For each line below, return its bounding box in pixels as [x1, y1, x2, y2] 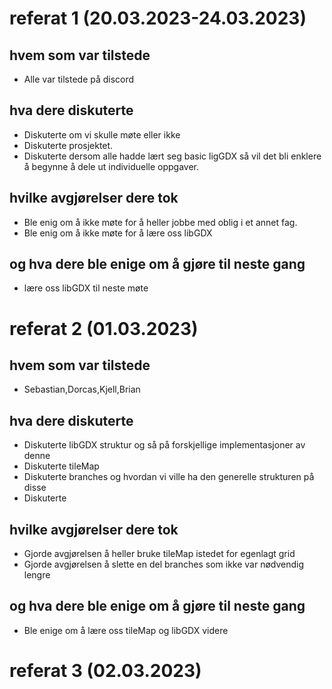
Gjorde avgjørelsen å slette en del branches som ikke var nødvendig [23, 558, 305, 571]
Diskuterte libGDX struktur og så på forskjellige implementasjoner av [23, 439, 306, 451]
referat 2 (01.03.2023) [9, 317, 199, 340]
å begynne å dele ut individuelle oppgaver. [23, 160, 199, 172]
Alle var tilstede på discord [23, 73, 135, 85]
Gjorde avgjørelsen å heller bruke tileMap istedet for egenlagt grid [23, 548, 296, 560]
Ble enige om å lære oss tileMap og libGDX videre [23, 624, 229, 636]
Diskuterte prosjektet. [23, 139, 114, 151]
